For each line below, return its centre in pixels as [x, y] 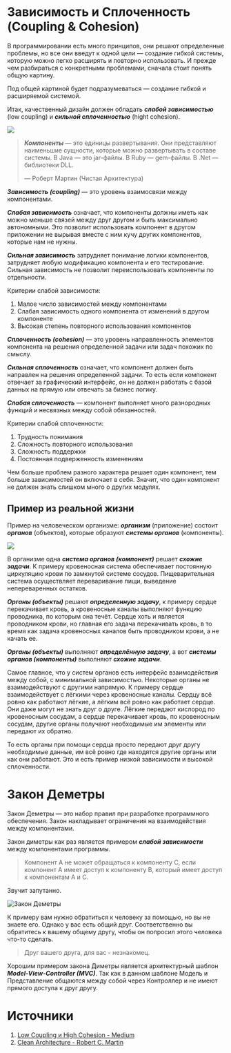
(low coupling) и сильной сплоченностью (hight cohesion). [94, 116]
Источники [40, 1015]
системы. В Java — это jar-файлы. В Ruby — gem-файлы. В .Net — [121, 157]
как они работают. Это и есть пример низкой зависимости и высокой [110, 759]
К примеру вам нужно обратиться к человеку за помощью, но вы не [109, 917]
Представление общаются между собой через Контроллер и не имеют [113, 980]
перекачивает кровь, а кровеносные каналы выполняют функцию [104, 609]
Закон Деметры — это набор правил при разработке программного [108, 813]
